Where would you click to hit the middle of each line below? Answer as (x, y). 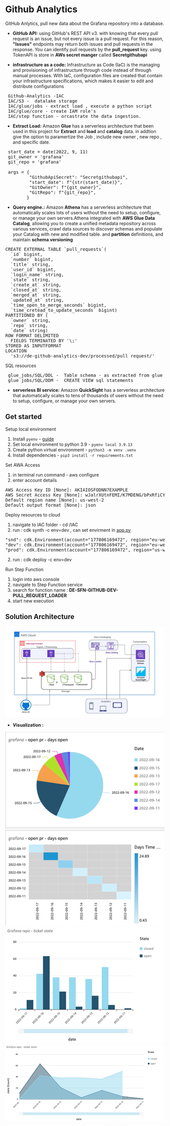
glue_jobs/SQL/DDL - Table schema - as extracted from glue (85, 375)
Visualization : (28, 725)
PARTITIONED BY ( (27, 315)
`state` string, (31, 280)
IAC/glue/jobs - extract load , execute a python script (80, 106)
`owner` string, (31, 320)
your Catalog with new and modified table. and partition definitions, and (88, 234)
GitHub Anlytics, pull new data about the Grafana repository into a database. (85, 23)
